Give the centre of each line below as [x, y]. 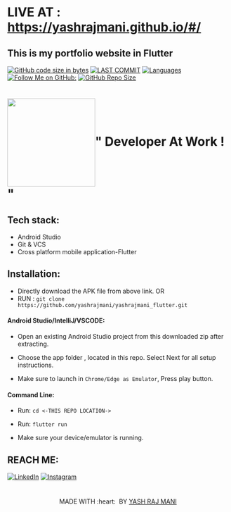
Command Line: [31, 394]
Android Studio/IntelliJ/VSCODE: [56, 320]
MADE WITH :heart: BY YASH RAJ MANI [118, 501]
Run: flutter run [42, 424]
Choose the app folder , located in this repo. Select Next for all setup [117, 358]
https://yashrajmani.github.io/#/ [104, 27]
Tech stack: [33, 220]
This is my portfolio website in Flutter [90, 53]
